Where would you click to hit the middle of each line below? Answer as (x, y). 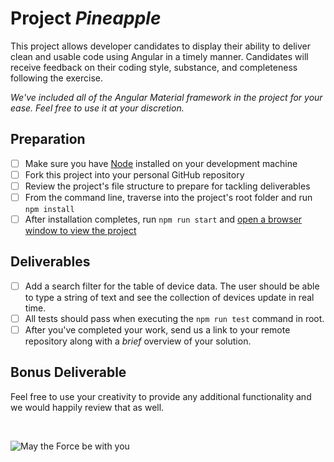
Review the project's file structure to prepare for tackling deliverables (167, 186)
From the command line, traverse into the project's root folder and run (168, 197)
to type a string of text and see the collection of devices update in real (169, 297)
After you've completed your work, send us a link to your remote (157, 330)
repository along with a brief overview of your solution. (138, 341)
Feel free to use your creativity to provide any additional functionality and (161, 396)
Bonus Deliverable (68, 372)
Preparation (48, 139)
